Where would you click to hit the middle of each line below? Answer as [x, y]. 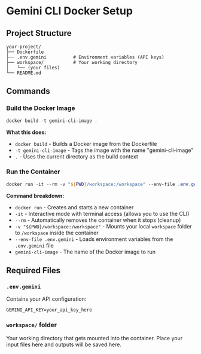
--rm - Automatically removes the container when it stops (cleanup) [98, 220]
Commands [28, 91]
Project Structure [39, 33]
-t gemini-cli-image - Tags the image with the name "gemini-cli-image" [104, 150]
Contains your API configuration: [46, 299]
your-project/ [24, 47]
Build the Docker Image [41, 108]
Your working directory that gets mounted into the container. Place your [95, 338]
